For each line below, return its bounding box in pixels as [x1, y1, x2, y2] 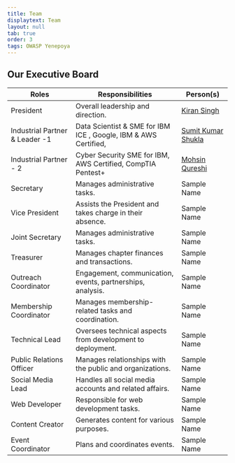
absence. [76, 216, 106, 226]
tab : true [7, 29, 36, 37]
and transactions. [76, 257, 133, 266]
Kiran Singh [181, 106, 220, 115]
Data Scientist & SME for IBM [76, 121, 171, 131]
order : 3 [7, 36, 33, 43]
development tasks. [76, 404, 140, 413]
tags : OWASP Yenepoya [7, 43, 71, 50]
